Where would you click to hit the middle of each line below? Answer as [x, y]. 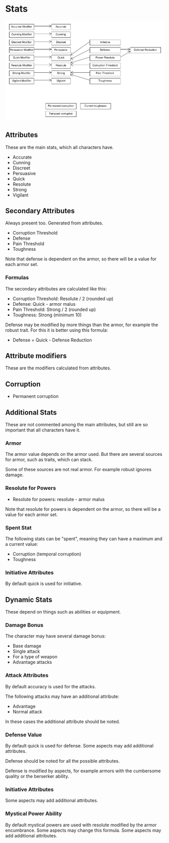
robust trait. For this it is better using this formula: [57, 330]
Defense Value [24, 735]
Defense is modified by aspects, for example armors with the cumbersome [83, 771]
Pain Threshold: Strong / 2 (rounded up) [54, 309]
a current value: [22, 544]
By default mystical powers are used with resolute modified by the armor [81, 825]
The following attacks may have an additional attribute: [62, 696]
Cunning [22, 162]
